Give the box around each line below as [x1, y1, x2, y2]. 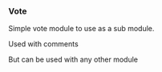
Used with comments [8, 39, 79, 49]
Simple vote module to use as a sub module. [8, 24, 155, 34]
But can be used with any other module [8, 54, 139, 65]
